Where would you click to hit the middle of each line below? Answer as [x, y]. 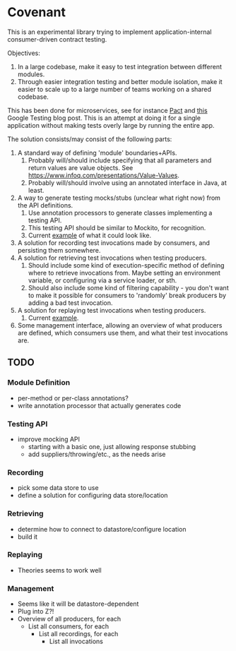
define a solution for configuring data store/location [93, 496]
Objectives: [24, 53]
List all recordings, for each [78, 634]
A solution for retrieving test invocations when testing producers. [112, 258]
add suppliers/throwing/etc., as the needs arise [97, 454]
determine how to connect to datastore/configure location [102, 529]
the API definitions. [45, 205]
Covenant [36, 12]
